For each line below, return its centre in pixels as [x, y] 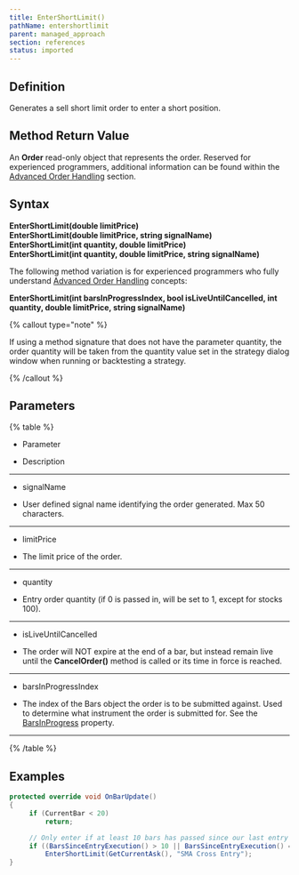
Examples [37, 776]
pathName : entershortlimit [59, 26]
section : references [48, 42]
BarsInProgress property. [68, 723]
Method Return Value [69, 136]
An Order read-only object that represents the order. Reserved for [130, 157]
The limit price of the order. [72, 557]
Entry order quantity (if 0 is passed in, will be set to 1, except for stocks [152, 599]
